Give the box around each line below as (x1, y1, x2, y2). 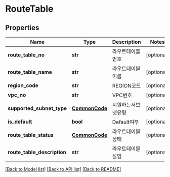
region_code (8, 82, 39, 89)
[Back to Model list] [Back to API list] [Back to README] (5, 166, 121, 172)
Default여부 (112, 119, 139, 125)
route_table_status (8, 132, 54, 138)
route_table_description (8, 149, 67, 156)
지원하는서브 (112, 101, 141, 108)
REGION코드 (112, 82, 141, 89)
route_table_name (8, 69, 52, 75)
